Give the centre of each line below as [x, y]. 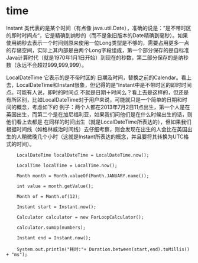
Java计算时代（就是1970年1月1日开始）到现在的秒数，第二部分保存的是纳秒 [98, 57]
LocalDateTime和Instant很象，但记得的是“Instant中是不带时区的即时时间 [104, 85]
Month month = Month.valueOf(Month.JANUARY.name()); [83, 176]
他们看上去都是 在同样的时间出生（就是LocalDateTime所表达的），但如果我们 [99, 122]
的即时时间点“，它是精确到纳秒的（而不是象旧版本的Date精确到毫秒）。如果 [97, 35]
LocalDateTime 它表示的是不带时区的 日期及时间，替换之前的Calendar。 [94, 77]
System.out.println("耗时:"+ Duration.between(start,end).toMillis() [103, 249]
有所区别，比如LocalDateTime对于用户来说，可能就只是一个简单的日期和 [94, 99]
